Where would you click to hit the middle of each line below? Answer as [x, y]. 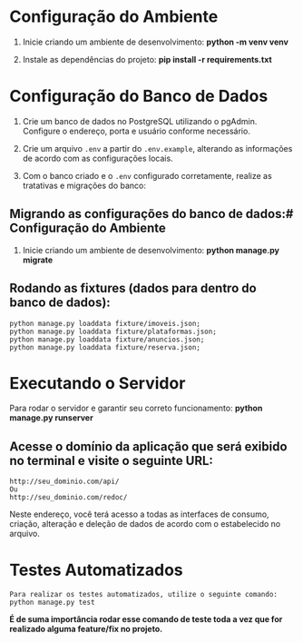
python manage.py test [52, 603]
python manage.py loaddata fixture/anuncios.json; [107, 339]
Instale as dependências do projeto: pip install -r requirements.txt [147, 59]
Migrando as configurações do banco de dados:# [151, 214]
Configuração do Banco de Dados [139, 96]
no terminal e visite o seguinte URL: [111, 460]
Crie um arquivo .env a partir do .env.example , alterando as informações [157, 148]
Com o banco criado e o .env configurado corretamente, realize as [147, 175]
